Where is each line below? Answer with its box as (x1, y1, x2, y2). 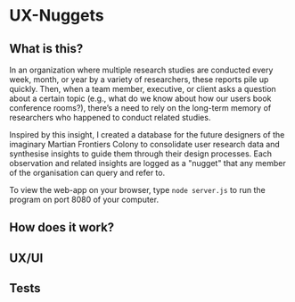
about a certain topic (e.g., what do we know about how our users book (9, 93, 272, 104)
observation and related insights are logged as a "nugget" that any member (9, 158, 287, 168)
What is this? (9, 41, 84, 56)
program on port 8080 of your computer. (9, 194, 159, 205)
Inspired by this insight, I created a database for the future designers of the (9, 130, 285, 139)
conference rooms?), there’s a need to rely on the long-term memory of (9, 103, 272, 113)
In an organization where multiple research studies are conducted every (9, 64, 274, 75)
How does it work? (9, 220, 115, 235)
